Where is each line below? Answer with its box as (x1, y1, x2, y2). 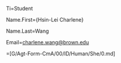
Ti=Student (6, 5, 33, 12)
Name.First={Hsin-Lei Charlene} (6, 16, 84, 23)
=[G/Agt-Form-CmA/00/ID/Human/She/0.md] (6, 50, 116, 57)
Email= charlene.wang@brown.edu (6, 39, 89, 45)
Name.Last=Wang (6, 27, 49, 34)
